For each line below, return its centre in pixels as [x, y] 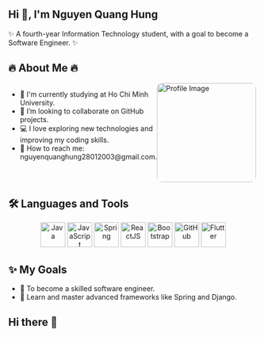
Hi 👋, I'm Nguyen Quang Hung [83, 15]
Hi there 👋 [33, 322]
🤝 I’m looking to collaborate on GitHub [82, 111]
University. [37, 102]
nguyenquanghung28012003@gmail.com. [88, 156]
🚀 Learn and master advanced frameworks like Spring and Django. [128, 297]
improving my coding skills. [64, 140]
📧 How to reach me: [52, 148]
